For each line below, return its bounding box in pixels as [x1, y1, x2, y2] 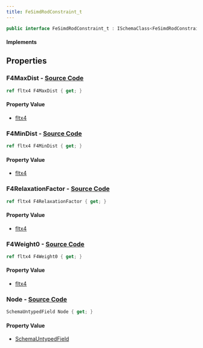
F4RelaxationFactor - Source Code [6, 185, 110, 193]
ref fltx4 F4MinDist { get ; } [6, 143, 83, 149]
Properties [6, 56, 47, 66]
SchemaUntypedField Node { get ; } [6, 309, 94, 315]
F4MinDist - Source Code [6, 129, 82, 138]
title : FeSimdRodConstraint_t [6, 8, 83, 15]
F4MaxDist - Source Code [6, 74, 84, 82]
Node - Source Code [6, 295, 68, 303]
